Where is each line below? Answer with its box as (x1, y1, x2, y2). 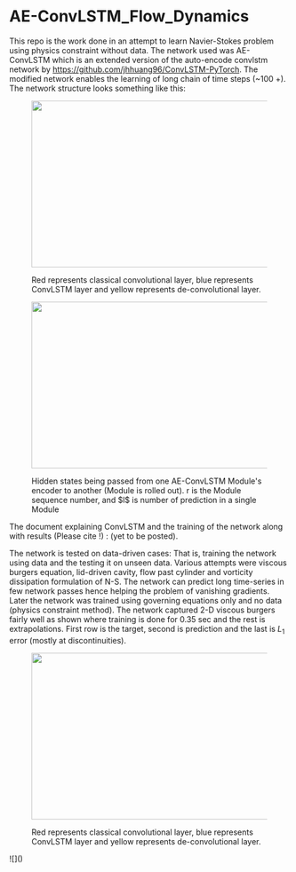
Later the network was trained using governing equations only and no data (9, 595, 283, 605)
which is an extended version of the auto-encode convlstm (52, 54, 268, 65)
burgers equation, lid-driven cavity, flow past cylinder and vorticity (9, 566, 253, 577)
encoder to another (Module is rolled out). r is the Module (31, 484, 242, 495)
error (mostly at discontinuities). (9, 635, 127, 645)
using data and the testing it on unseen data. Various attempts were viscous (9, 557, 287, 568)
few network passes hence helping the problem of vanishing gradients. (9, 585, 270, 596)
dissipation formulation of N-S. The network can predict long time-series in (9, 576, 284, 587)
